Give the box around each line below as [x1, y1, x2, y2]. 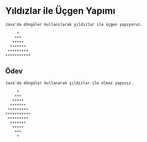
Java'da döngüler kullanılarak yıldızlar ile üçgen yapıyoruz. [5, 22, 143, 27]
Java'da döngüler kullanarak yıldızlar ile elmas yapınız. [5, 80, 134, 86]
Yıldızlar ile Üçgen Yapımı [5, 5, 116, 17]
